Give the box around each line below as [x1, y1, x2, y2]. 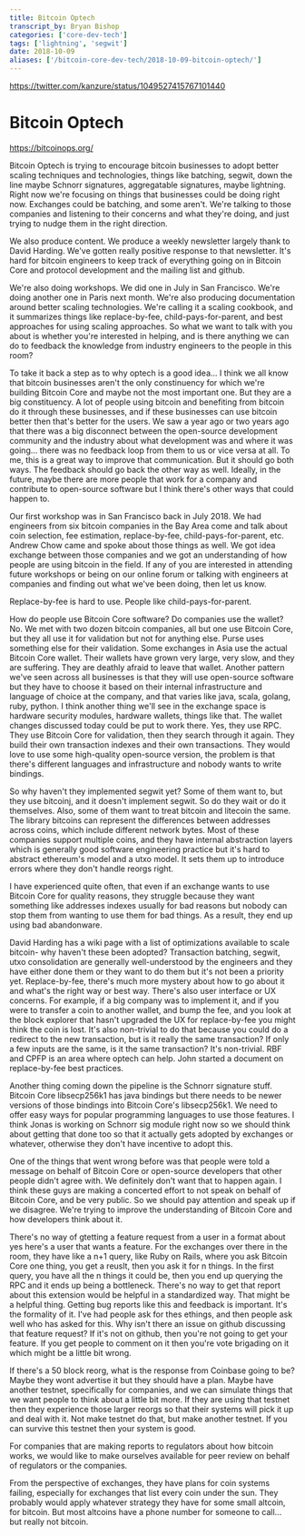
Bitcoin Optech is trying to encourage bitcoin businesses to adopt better [9, 160, 280, 171]
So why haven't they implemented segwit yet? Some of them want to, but [9, 786, 283, 797]
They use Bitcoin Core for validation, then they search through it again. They [9, 729, 295, 740]
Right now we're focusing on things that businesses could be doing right [9, 188, 280, 200]
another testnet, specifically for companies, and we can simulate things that [9, 1384, 293, 1395]
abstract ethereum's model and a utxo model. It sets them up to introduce [9, 853, 285, 864]
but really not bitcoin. [9, 1516, 89, 1527]
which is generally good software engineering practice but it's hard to [9, 843, 271, 855]
